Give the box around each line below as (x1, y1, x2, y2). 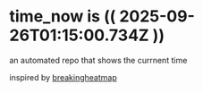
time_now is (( (9, 6, 116, 27)
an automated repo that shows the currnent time (9, 54, 188, 65)
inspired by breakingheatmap (9, 71, 118, 82)
